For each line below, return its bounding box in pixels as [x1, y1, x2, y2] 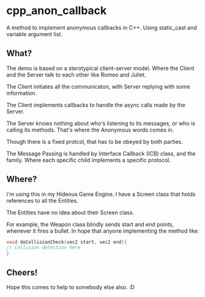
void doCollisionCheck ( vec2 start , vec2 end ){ [6, 239, 127, 245]
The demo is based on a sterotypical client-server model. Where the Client [6, 64, 195, 72]
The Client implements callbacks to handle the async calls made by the [6, 101, 185, 108]
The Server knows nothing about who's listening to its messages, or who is [6, 119, 196, 127]
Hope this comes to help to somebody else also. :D [6, 284, 135, 291]
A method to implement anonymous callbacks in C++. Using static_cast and [6, 24, 197, 31]
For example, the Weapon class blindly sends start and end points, [6, 220, 174, 228]
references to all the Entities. [6, 197, 78, 204]
